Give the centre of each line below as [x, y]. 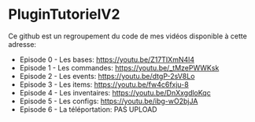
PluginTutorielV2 [64, 14]
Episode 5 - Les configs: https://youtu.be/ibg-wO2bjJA [109, 101]
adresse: [22, 44]
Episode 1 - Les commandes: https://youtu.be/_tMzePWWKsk [119, 67]
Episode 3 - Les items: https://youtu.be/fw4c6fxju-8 [104, 84]
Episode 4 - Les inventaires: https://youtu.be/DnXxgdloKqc [115, 92]
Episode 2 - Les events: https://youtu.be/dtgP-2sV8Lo [107, 76]
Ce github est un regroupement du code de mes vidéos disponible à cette [128, 36]
